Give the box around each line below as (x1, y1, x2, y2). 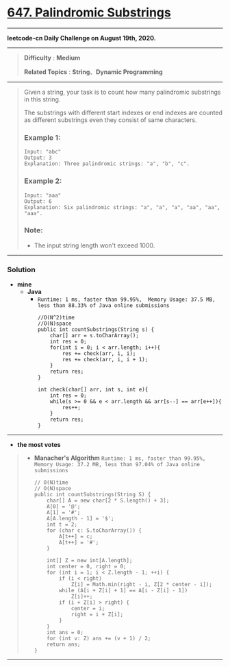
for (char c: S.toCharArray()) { (47, 527, 142, 534)
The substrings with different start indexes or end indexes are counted (23, 108, 222, 117)
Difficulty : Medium (23, 53, 81, 62)
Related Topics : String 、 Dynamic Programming (23, 67, 163, 76)
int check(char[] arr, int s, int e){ (37, 386, 149, 393)
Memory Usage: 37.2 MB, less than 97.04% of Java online (34, 461, 201, 468)
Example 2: (23, 176, 62, 186)
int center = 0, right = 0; (47, 563, 127, 570)
